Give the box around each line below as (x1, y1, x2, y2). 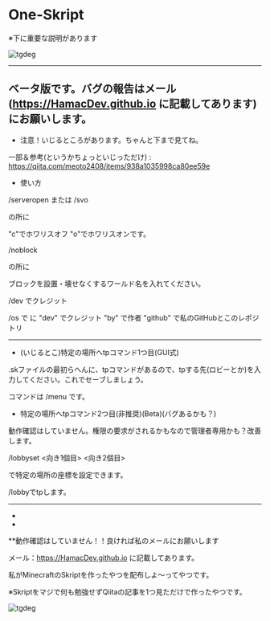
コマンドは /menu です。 (8, 391, 90, 401)
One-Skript (8, 6, 84, 24)
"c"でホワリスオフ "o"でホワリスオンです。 (8, 229, 151, 239)
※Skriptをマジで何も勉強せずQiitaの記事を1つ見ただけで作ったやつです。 (8, 586, 247, 596)
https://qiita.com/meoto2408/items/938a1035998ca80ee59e (8, 161, 211, 170)
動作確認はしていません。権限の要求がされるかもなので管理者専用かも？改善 (8, 426, 262, 435)
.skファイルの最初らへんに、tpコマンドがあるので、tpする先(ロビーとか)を (8, 364, 255, 374)
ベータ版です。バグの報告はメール (8, 82, 177, 96)
